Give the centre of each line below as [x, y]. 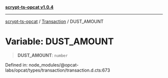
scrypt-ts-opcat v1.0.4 [29, 7]
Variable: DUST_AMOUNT [59, 41]
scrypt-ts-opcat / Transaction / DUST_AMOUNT [54, 21]
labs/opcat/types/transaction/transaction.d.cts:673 [58, 70]
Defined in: [16, 65]
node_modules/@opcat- [54, 65]
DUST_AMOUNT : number [42, 55]
